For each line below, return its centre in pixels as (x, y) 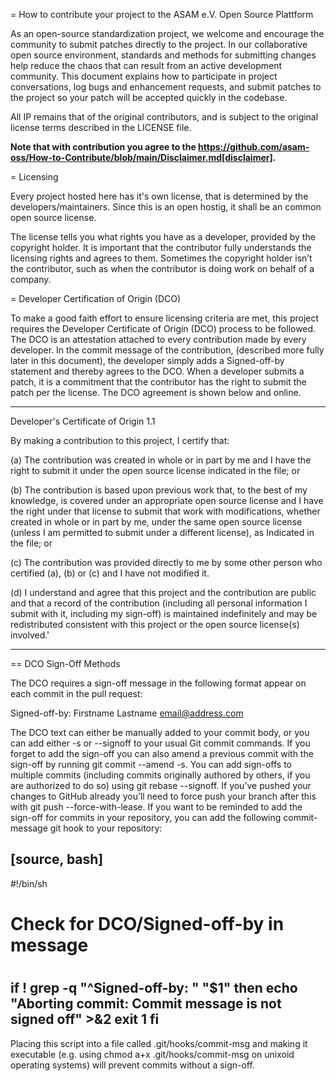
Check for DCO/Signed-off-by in (147, 924)
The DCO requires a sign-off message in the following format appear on (158, 683)
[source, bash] (57, 859)
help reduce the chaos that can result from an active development (146, 65)
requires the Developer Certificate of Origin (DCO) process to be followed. (163, 328)
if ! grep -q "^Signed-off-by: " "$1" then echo (154, 988)
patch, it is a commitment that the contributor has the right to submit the (158, 382)
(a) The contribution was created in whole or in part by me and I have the (161, 460)
